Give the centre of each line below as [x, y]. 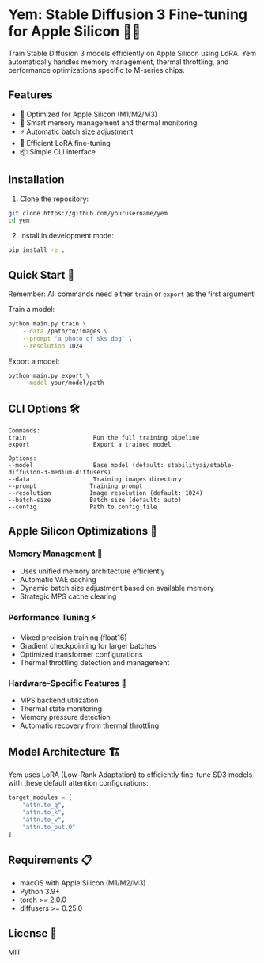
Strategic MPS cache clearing [68, 596]
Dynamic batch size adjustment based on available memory [117, 588]
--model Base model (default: [86, 466]
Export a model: [34, 361]
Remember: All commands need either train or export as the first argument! [132, 294]
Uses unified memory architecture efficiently [92, 571]
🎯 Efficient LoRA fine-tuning [65, 143]
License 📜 [33, 933]
